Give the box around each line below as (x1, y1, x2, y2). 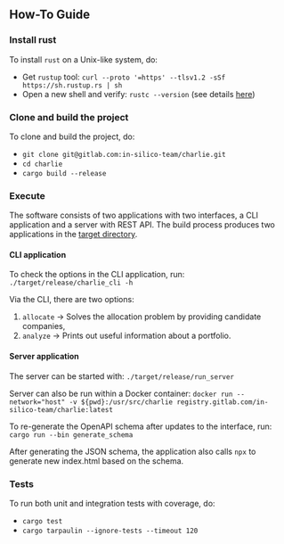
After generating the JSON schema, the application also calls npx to (9, 446, 256, 457)
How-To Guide (9, 7, 91, 22)
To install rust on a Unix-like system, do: (9, 54, 158, 65)
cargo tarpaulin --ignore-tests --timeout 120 (21, 526, 199, 535)
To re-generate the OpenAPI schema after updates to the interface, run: (9, 421, 272, 432)
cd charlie (21, 160, 63, 169)
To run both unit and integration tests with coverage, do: (9, 498, 215, 508)
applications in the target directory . (9, 229, 138, 240)
